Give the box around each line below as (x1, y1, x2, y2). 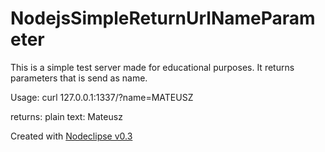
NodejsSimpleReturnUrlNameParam (10, 7, 316, 30)
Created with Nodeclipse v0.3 (10, 130, 133, 142)
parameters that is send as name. (10, 72, 148, 84)
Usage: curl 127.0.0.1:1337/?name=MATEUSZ (10, 91, 194, 103)
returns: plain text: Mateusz (10, 110, 123, 122)
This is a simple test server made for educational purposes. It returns (10, 61, 295, 73)
